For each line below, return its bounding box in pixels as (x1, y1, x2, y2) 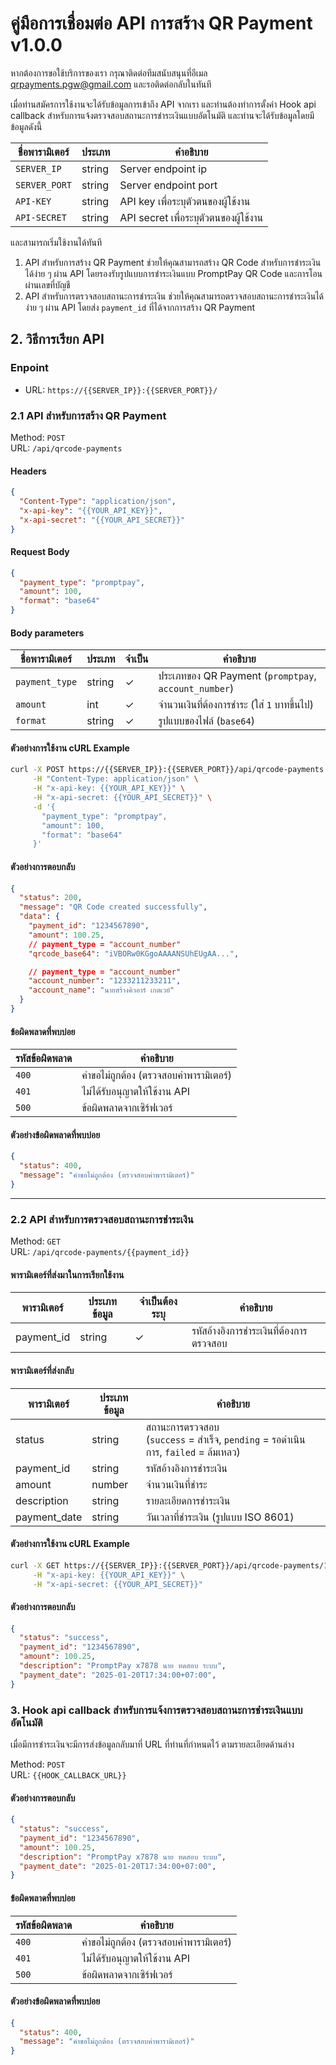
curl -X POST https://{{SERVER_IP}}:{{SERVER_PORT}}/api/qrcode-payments (10, 765, 325, 775)
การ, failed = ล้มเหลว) (145, 1445, 241, 1459)
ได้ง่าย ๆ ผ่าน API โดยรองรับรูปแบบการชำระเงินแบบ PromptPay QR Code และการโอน (24, 267, 323, 279)
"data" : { (19, 912, 60, 922)
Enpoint (10, 361, 50, 375)
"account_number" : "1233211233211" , (28, 976, 182, 986)
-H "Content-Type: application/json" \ (32, 774, 199, 784)
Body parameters (10, 627, 85, 639)
